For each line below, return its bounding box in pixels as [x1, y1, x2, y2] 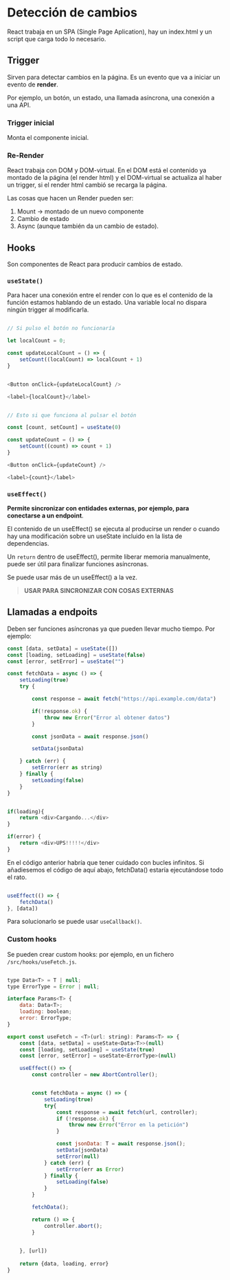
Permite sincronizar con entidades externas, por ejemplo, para [7, 504, 189, 512]
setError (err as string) [32, 764, 103, 771]
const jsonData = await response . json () [32, 733, 149, 740]
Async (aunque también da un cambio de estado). [16, 222, 159, 231]
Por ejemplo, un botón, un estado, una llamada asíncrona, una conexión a [7, 93, 215, 102]
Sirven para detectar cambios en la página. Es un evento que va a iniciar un [7, 73, 221, 81]
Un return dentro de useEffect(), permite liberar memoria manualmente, [7, 552, 211, 561]
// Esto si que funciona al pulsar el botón [7, 412, 137, 419]
